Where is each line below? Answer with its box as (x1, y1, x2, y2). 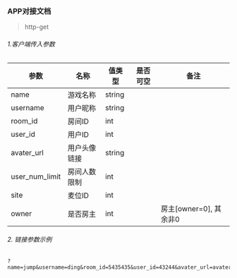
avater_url (11, 147, 44, 157)
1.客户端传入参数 (7, 40, 55, 48)
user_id (11, 129, 35, 139)
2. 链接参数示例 (7, 235, 52, 244)
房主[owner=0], (161, 203, 213, 213)
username (11, 102, 44, 112)
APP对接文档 (7, 6, 51, 16)
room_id (11, 116, 38, 126)
